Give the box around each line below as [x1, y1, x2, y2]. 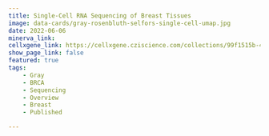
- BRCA [22, 78, 45, 86]
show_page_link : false [8, 49, 84, 57]
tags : [8, 64, 26, 72]
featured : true [8, 57, 59, 65]
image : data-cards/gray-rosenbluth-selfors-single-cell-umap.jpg [8, 19, 231, 27]
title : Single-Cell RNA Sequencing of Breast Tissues [8, 11, 192, 20]
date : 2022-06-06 [8, 26, 66, 34]
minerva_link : [8, 34, 56, 42]
